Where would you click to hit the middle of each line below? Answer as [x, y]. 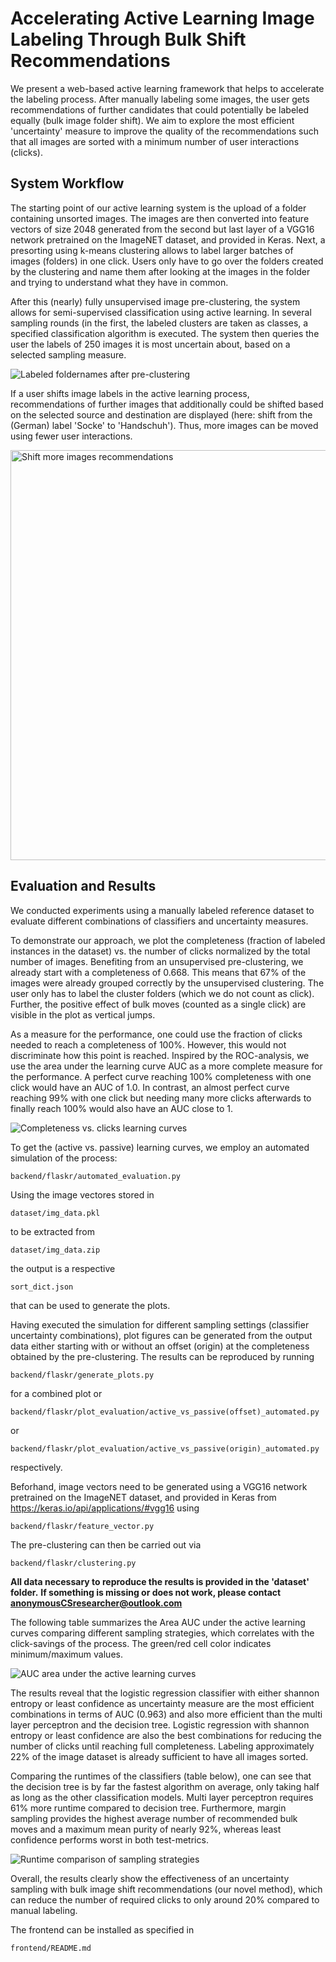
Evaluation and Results [83, 886]
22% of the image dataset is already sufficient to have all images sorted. [159, 1756]
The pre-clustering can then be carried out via [106, 1544]
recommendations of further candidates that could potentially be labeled [160, 109]
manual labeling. [44, 1910]
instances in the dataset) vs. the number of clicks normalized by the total [160, 951]
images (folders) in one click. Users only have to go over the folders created [167, 261]
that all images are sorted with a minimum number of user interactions [155, 141]
